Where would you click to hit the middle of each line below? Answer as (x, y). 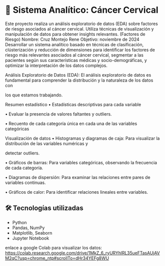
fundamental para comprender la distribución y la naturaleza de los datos (79, 80)
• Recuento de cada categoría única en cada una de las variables (71, 123)
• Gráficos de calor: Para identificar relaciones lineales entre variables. (77, 192)
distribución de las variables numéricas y (47, 143)
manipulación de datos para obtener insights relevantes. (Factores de (75, 34)
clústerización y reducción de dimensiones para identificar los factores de (80, 50)
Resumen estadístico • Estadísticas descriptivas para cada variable (73, 104)
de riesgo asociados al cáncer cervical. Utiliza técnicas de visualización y (80, 29)
